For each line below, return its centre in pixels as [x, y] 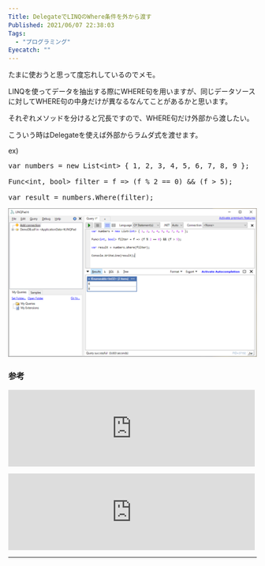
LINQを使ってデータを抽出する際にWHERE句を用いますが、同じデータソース [132, 92]
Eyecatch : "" [30, 50]
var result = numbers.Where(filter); [81, 198]
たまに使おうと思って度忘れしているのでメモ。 [84, 74]
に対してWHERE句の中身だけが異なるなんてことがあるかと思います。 [120, 101]
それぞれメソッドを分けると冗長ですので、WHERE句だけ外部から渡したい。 [131, 118]
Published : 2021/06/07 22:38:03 [61, 25]
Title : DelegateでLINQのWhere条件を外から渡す [80, 17]
